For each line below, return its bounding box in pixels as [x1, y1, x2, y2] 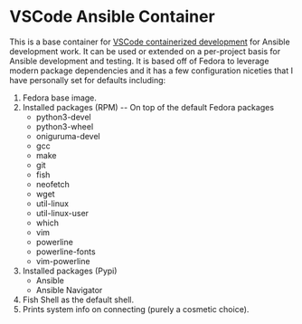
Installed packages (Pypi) [22, 265, 118, 276]
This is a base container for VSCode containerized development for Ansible [9, 36, 291, 47]
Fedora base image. [22, 92, 98, 103]
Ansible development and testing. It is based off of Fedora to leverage [9, 55, 269, 66]
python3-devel [35, 111, 92, 122]
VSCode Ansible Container [9, 6, 215, 27]
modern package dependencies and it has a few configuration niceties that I [9, 65, 294, 76]
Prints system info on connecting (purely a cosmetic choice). [22, 303, 250, 314]
